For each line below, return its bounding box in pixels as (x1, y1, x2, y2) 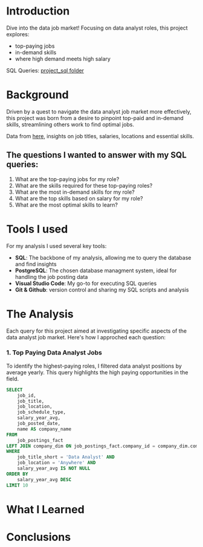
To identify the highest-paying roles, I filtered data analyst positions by (6, 362, 182, 369)
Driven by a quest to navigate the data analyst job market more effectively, (6, 107, 192, 115)
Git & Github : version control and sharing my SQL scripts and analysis (14, 286, 189, 293)
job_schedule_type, (17, 409, 66, 415)
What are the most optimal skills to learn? (14, 201, 118, 208)
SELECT (6, 386, 23, 393)
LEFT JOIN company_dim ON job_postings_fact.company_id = (6, 443, 155, 449)
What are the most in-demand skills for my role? (14, 188, 135, 196)
